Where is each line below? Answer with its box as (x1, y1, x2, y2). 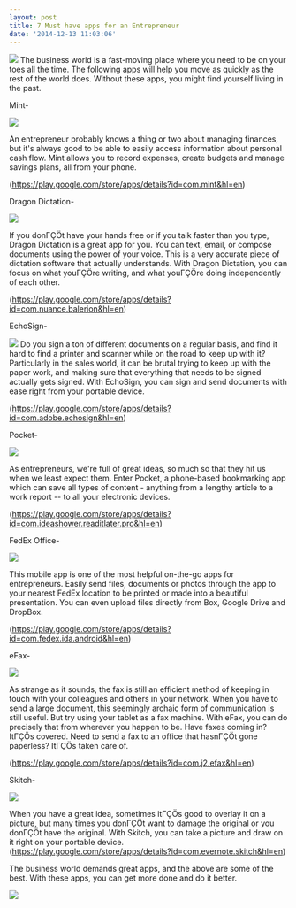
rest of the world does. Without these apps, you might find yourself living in (9, 73, 284, 84)
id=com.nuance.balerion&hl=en (9, 304, 124, 314)
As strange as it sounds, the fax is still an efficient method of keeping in (9, 684, 269, 695)
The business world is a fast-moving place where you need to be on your (19, 55, 286, 65)
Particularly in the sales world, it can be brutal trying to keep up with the (9, 358, 271, 368)
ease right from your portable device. (9, 386, 146, 396)
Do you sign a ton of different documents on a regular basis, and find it (19, 339, 278, 350)
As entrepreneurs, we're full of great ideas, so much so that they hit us (9, 464, 267, 474)
